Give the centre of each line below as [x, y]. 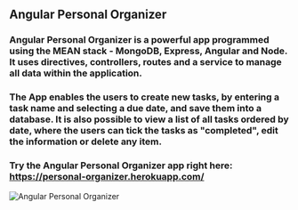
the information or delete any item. [86, 141]
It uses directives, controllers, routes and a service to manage [145, 62]
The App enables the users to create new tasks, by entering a [145, 97]
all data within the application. [76, 73]
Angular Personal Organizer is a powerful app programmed [139, 40]
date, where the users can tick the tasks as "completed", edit [144, 131]
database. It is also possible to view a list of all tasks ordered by [149, 119]
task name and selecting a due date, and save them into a [136, 109]
